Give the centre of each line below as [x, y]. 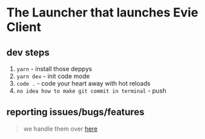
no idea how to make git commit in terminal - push [91, 91]
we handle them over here [60, 129]
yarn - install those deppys [54, 69]
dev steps [28, 52]
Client [24, 27]
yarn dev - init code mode [53, 76]
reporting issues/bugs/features [76, 112]
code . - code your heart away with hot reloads [83, 83]
